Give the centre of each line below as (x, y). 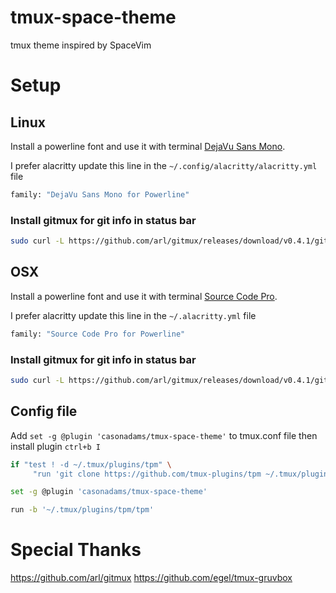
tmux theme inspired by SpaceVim (81, 45)
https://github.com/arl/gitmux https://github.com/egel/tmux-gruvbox (151, 578)
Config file (44, 411)
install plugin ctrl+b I (55, 446)
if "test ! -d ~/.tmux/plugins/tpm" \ (91, 464)
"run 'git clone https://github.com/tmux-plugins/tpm (147, 474)
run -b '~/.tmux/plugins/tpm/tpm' (82, 510)
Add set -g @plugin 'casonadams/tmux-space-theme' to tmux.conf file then (164, 435)
